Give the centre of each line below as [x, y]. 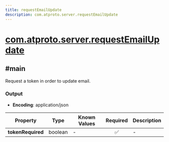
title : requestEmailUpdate [33, 10]
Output [14, 94]
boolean [58, 132]
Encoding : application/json [40, 105]
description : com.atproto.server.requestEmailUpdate [62, 15]
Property [26, 120]
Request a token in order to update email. [48, 81]
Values [87, 123]
